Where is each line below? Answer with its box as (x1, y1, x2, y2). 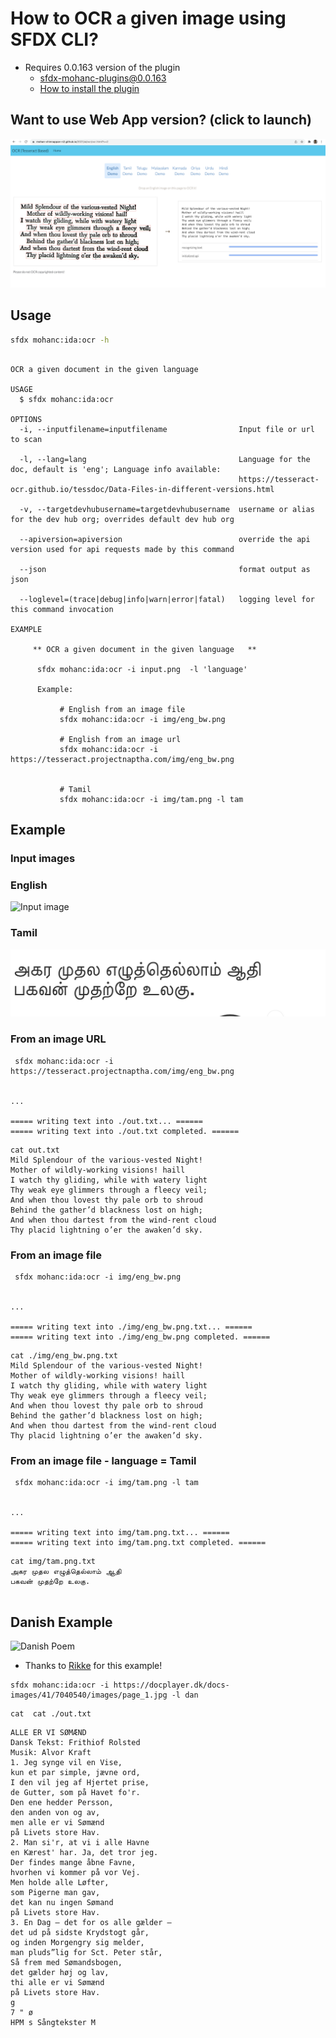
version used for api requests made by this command (10, 544, 235, 554)
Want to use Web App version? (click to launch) (10, 112, 312, 129)
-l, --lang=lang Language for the (19, 454, 311, 464)
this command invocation (10, 604, 114, 614)
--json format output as (19, 564, 311, 574)
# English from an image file (59, 704, 186, 714)
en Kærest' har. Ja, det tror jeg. (10, 1848, 159, 1858)
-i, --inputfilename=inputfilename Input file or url (19, 424, 315, 434)
